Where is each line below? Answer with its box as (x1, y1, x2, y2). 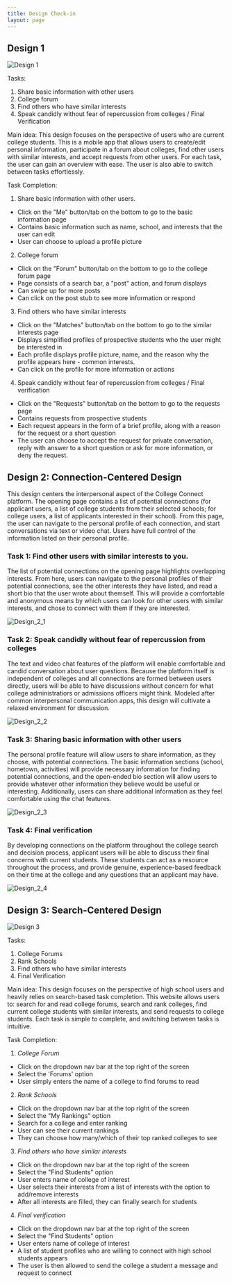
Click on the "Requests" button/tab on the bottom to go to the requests (17, 400, 220, 408)
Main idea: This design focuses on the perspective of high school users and (7, 985, 224, 994)
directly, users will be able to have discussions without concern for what (7, 682, 214, 690)
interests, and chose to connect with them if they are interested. (7, 604, 190, 612)
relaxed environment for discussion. (7, 703, 110, 712)
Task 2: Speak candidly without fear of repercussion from (7, 635, 206, 645)
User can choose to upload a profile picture (17, 238, 142, 246)
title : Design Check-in (7, 10, 76, 17)
